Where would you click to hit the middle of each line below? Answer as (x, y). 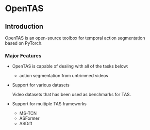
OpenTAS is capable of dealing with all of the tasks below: (70, 66)
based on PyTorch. (24, 43)
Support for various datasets (41, 85)
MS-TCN (28, 113)
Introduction (24, 26)
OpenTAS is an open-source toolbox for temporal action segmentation (75, 38)
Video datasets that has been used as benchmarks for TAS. (71, 95)
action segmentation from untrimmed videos (64, 76)
